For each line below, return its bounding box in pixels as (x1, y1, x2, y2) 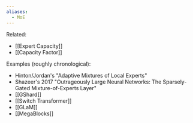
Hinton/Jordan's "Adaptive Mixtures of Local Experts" (14, 72, 147, 79)
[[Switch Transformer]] (14, 97, 72, 104)
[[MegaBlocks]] (14, 110, 54, 117)
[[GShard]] (14, 91, 42, 98)
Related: (6, 30, 27, 38)
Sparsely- (162, 78, 187, 85)
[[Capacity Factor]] (14, 48, 62, 56)
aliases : (6, 8, 28, 15)
